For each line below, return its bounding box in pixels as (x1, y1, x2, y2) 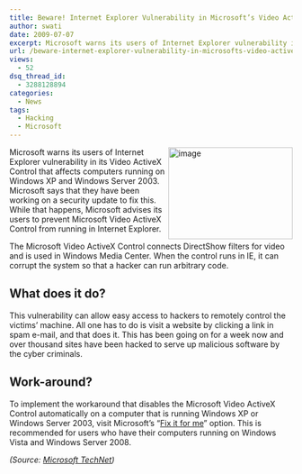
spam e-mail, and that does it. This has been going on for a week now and (9, 329, 285, 340)
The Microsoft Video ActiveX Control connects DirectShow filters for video (9, 241, 285, 251)
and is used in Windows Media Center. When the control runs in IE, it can (9, 251, 279, 261)
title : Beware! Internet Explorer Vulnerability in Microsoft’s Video (9, 13, 280, 23)
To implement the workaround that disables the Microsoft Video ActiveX (9, 398, 276, 409)
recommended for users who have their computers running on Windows (9, 427, 277, 438)
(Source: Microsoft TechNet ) (9, 454, 115, 465)
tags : (9, 105, 30, 114)
